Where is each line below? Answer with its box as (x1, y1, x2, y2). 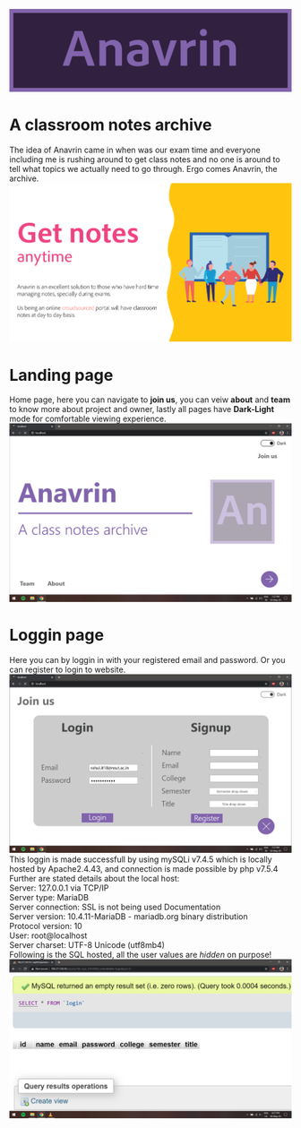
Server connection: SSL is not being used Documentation (9, 901, 221, 913)
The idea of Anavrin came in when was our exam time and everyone (9, 144, 262, 155)
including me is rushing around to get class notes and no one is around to (9, 153, 280, 165)
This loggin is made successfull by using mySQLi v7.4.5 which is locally (9, 854, 272, 865)
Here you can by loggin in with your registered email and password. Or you (9, 655, 286, 666)
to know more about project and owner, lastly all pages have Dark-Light (9, 404, 275, 415)
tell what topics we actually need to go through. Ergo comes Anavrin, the (9, 163, 278, 174)
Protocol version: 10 (9, 921, 82, 932)
